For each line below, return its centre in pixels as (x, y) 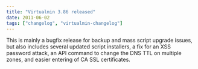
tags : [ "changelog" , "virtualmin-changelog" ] (64, 23)
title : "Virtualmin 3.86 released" (51, 12)
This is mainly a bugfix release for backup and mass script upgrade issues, (99, 41)
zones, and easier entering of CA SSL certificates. (69, 60)
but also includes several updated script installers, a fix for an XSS (88, 47)
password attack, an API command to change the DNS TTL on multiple (94, 53)
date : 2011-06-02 (28, 18)
